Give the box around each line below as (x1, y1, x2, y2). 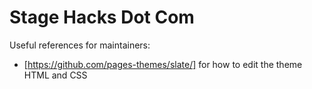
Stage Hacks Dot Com (9, 6, 195, 29)
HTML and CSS (23, 69, 88, 81)
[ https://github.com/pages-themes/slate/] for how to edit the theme (23, 58, 303, 70)
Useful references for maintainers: (9, 39, 151, 51)
